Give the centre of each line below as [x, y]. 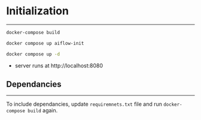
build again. [43, 110]
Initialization [37, 11]
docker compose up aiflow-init [45, 43]
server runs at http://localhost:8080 [59, 65]
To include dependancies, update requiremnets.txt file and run [84, 104]
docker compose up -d [33, 54]
